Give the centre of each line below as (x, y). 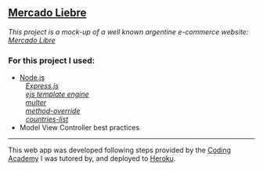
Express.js (42, 86)
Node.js (32, 78)
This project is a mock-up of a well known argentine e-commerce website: (128, 31)
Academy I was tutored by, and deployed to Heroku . (92, 158)
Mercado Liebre (47, 13)
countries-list (47, 119)
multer (36, 103)
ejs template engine (57, 94)
